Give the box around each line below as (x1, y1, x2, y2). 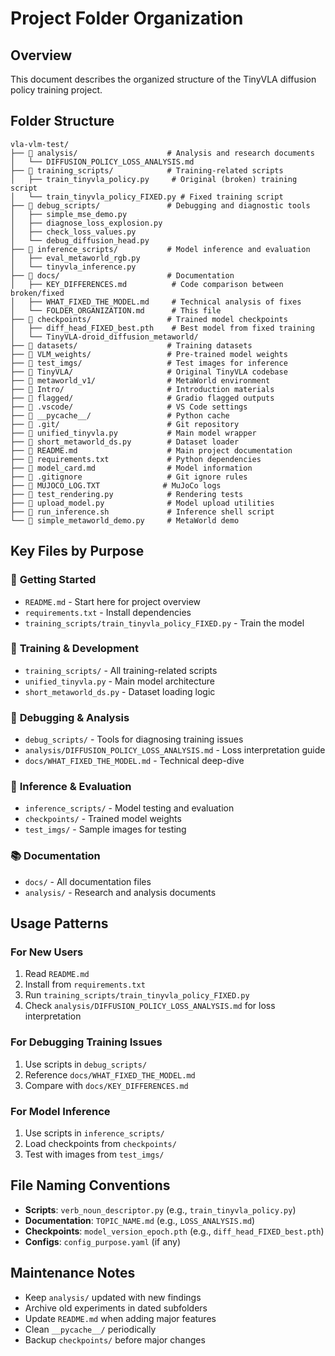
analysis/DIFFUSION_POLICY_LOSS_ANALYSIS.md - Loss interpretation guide (24, 744, 326, 756)
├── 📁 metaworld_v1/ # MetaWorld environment (10, 375, 271, 386)
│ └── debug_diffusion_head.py (10, 235, 150, 246)
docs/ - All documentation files (24, 875, 152, 887)
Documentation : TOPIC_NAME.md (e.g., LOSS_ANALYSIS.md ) (24, 1214, 256, 1226)
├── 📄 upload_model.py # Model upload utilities (10, 498, 275, 508)
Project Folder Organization (10, 7, 244, 30)
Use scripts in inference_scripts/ (24, 1127, 165, 1139)
